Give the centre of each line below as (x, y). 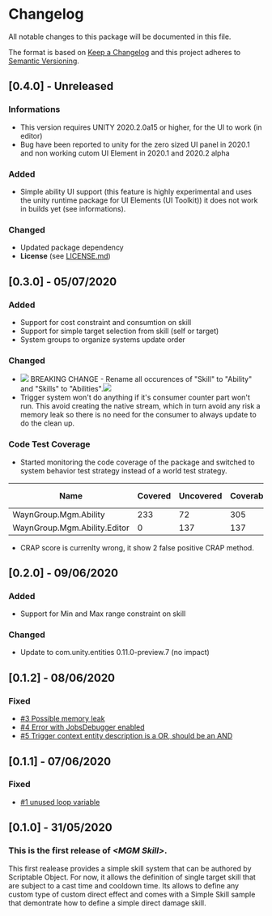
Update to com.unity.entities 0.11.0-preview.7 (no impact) (115, 653)
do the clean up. (47, 423)
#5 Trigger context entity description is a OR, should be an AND (126, 736)
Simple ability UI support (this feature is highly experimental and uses (136, 191)
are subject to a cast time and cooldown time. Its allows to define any (124, 885)
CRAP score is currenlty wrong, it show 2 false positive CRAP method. (137, 547)
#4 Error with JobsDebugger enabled (82, 727)
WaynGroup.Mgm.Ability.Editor (71, 528)
